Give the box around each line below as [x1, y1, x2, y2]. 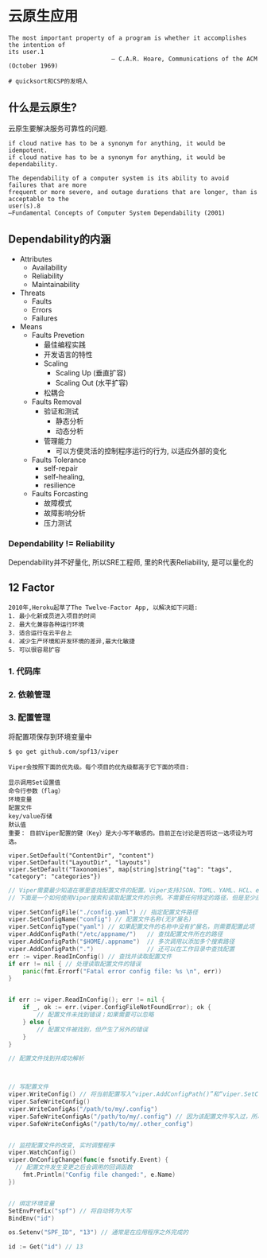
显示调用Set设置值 [8, 778, 61, 786]
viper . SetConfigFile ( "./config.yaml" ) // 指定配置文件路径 [8, 908, 199, 916]
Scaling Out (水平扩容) [55, 378, 129, 387]
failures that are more [8, 181, 87, 189]
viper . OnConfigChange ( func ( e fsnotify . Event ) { [8, 1156, 169, 1164]
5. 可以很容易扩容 [8, 646, 61, 654]
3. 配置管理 [8, 712, 51, 724]
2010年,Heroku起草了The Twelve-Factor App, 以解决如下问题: [8, 604, 199, 612]
